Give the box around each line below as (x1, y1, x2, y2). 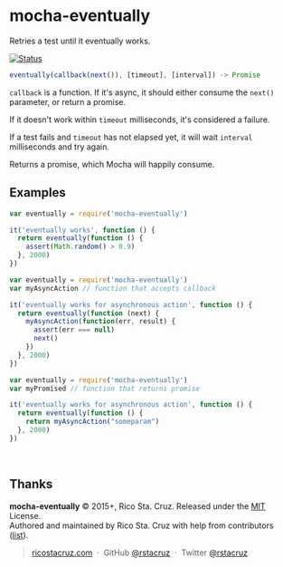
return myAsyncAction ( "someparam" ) (25, 418, 160, 427)
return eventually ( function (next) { (17, 309, 160, 318)
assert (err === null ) (33, 325, 116, 335)
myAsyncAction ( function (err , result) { (25, 317, 176, 326)
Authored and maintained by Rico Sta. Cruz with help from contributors (9, 520, 274, 531)
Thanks (9, 476, 53, 492)
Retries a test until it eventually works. (9, 35, 151, 46)
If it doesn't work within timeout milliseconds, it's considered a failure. (9, 114, 270, 125)
